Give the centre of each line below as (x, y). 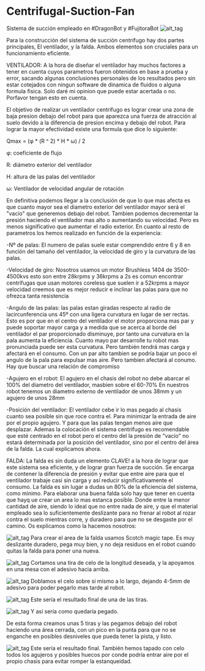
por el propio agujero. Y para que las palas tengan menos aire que (90, 423)
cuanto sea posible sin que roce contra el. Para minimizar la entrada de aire (102, 416)
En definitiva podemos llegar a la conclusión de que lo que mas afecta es (99, 200)
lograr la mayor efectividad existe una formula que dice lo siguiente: (92, 129)
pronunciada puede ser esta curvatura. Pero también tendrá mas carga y (98, 347)
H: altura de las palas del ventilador (51, 177)
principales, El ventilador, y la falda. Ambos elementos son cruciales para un (102, 47)
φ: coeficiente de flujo (34, 153)
